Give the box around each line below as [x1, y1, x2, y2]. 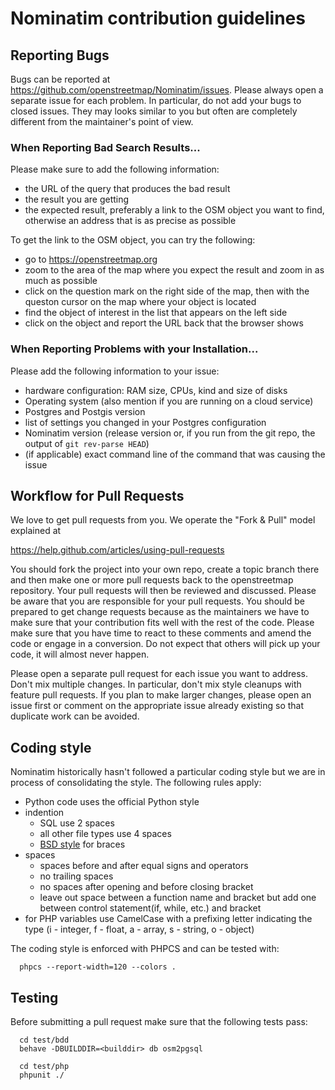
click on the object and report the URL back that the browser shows [24, 317, 304, 329]
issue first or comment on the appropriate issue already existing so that [10, 700, 305, 712]
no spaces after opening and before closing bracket [39, 881, 254, 893]
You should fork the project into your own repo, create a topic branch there [10, 563, 320, 576]
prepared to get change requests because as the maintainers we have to [10, 606, 310, 618]
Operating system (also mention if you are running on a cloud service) [24, 395, 314, 407]
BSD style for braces [39, 838, 126, 851]
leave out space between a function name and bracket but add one [39, 892, 317, 904]
